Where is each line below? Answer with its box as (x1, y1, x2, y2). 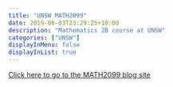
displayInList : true (8, 48, 77, 56)
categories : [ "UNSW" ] (8, 33, 81, 42)
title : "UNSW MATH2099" (8, 11, 88, 20)
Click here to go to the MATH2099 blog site (8, 70, 151, 79)
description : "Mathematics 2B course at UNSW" (8, 26, 166, 34)
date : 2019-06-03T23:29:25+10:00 (8, 19, 120, 27)
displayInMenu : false (8, 41, 81, 49)
